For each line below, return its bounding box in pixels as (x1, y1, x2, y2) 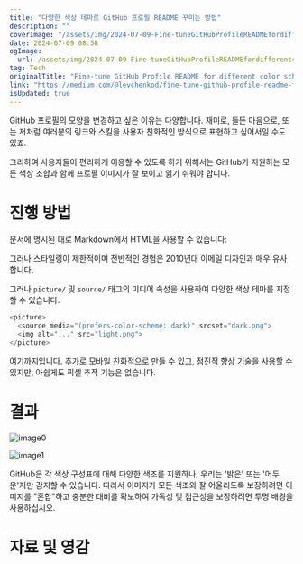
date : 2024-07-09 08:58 (9, 38, 99, 48)
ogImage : (9, 47, 42, 56)
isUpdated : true (9, 88, 70, 97)
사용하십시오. (9, 502, 56, 513)
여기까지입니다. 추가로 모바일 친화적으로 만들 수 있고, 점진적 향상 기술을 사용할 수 (9, 356, 293, 366)
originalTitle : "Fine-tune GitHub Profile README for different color (9, 72, 280, 81)
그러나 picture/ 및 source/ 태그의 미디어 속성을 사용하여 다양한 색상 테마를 (9, 283, 274, 294)
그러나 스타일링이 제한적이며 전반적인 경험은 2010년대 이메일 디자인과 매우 (9, 254, 271, 264)
